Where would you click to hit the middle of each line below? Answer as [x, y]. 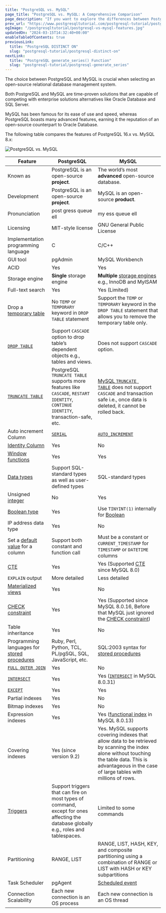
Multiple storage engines [127, 276]
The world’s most [118, 170]
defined [61, 486]
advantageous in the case [128, 766]
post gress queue [72, 211]
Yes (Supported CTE [122, 564]
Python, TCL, [67, 647]
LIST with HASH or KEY [125, 869]
